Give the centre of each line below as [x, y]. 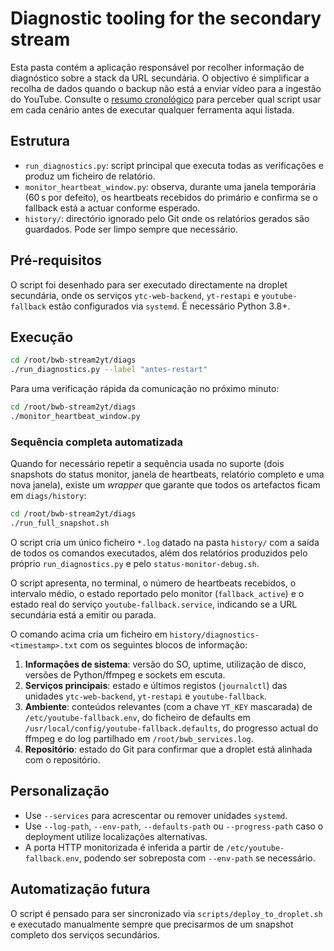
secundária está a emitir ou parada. [83, 614]
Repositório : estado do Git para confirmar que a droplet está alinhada [168, 749]
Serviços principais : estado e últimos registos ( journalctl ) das [156, 685]
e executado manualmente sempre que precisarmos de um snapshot [152, 924]
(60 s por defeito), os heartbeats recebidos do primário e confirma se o [171, 197]
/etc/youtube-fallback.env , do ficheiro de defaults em [137, 717]
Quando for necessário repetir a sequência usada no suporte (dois [147, 464]
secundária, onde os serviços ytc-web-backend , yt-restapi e [135, 295]
